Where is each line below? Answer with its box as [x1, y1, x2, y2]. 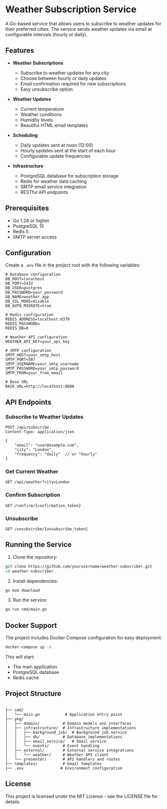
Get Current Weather [5, 468, 59, 475]
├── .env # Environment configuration [5, 766, 123, 771]
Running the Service [5, 540, 72, 549]
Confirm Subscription [5, 491, 60, 498]
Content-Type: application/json [5, 429, 74, 434]
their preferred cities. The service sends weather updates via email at [5, 26, 152, 32]
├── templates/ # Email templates [5, 761, 102, 766]
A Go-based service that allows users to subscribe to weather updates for [5, 20, 162, 27]
